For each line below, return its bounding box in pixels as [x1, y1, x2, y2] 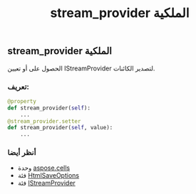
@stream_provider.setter [7, 117, 81, 125]
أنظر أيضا [7, 148, 36, 158]
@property [7, 97, 37, 104]
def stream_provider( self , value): [7, 124, 113, 131]
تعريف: [7, 82, 30, 92]
